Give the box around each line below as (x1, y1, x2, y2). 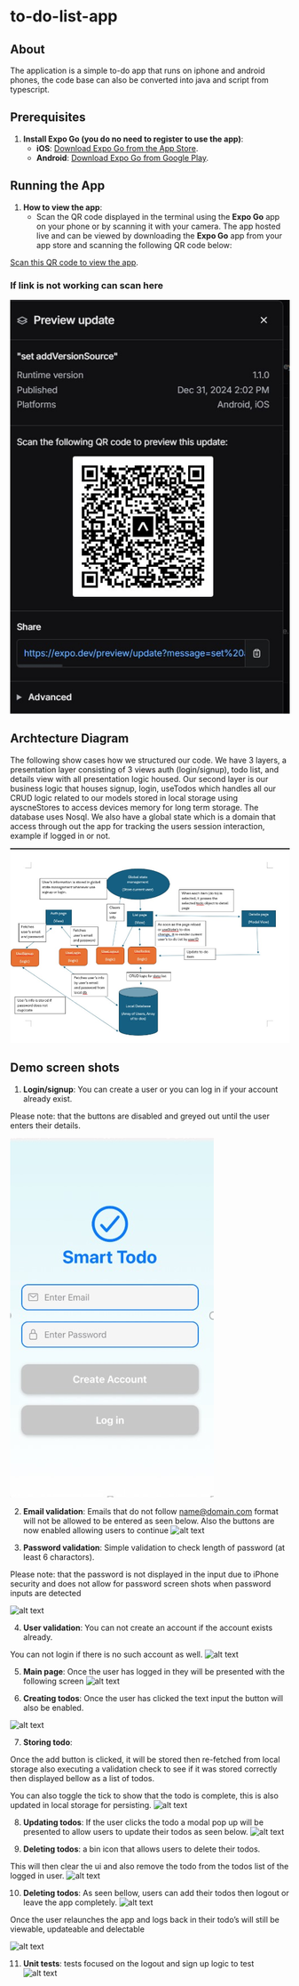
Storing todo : (22, 1737, 74, 1748)
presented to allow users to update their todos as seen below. (22, 1826, 249, 1837)
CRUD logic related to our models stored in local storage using (10, 792, 239, 803)
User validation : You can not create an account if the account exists (22, 1622, 273, 1633)
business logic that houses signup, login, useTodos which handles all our (10, 783, 277, 794)
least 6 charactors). (22, 1551, 95, 1562)
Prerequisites (10, 109, 86, 125)
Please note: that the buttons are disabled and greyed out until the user (10, 1110, 270, 1121)
